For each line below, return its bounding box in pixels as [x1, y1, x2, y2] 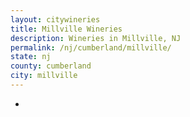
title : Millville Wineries [10, 24, 123, 34]
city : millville [10, 71, 78, 81]
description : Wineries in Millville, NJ [10, 33, 182, 43]
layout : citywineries [10, 14, 101, 25]
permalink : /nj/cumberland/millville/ [10, 42, 172, 53]
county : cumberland [10, 61, 92, 71]
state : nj [10, 52, 52, 62]
